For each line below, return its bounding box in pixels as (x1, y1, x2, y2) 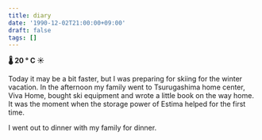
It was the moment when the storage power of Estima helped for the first (8, 100, 246, 109)
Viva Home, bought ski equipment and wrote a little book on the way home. (8, 91, 254, 100)
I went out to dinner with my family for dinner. (8, 123, 157, 133)
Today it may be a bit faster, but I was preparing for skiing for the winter (8, 74, 243, 84)
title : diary (8, 11, 52, 20)
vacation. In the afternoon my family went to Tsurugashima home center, (8, 82, 245, 92)
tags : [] (8, 33, 37, 42)
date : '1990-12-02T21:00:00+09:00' (8, 19, 126, 27)
